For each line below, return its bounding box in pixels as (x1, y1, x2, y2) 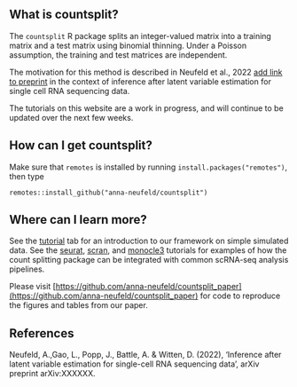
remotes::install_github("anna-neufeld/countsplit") (9, 188, 208, 197)
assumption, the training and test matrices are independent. (9, 49, 228, 60)
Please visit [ (9, 281, 56, 292)
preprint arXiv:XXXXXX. (9, 368, 96, 379)
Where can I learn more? (9, 212, 148, 227)
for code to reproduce (199, 290, 281, 301)
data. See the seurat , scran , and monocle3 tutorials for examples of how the (9, 245, 287, 256)
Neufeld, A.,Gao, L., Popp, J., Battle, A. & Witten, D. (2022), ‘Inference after (9, 350, 282, 360)
